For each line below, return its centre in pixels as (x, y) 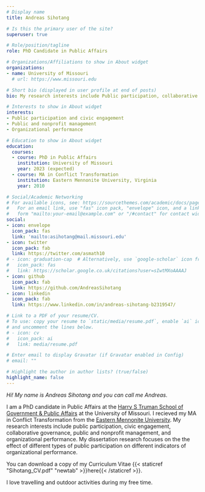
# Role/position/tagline (38, 45)
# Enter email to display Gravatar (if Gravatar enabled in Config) (95, 355)
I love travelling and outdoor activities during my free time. (80, 482)
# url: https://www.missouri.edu (54, 79)
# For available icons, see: (43, 203)
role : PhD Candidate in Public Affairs (57, 51)
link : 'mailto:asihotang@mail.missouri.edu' (69, 237)
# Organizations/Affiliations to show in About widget (77, 62)
